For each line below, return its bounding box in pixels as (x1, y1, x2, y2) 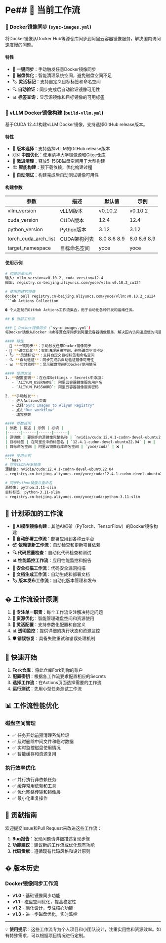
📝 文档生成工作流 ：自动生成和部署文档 (12, 571, 90, 577)
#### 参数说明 (5, 421, 31, 426)
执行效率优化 (5, 764, 36, 771)
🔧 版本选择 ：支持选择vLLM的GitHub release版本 (12, 146, 110, 152)
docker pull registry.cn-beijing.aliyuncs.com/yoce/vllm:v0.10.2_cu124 (5, 294, 156, 299)
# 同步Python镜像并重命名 (5, 481, 53, 486)
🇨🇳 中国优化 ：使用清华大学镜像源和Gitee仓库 (12, 152, 106, 158)
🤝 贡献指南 (5, 811, 37, 819)
